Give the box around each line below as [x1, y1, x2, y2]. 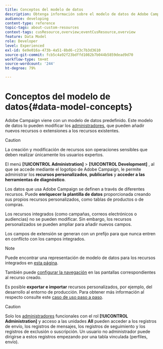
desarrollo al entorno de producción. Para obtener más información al [5, 289, 145, 295]
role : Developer [5, 39, 38, 44]
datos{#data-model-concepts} [5, 102, 133, 112]
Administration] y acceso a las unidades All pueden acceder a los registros [5, 318, 157, 324]
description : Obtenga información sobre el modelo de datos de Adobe [5, 12, 149, 17]
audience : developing [5, 16, 49, 21]
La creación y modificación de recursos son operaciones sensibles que [5, 146, 148, 152]
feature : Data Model [5, 35, 47, 39]
